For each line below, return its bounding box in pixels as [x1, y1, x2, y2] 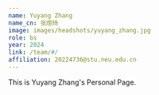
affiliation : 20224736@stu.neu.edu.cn [8, 56, 137, 64]
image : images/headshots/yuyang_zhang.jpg [8, 26, 151, 34]
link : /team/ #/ [8, 48, 59, 56]
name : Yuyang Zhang [8, 11, 73, 20]
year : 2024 [8, 41, 45, 49]
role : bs [8, 33, 37, 42]
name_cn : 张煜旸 [8, 19, 59, 27]
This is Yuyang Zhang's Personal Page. [8, 77, 137, 87]
